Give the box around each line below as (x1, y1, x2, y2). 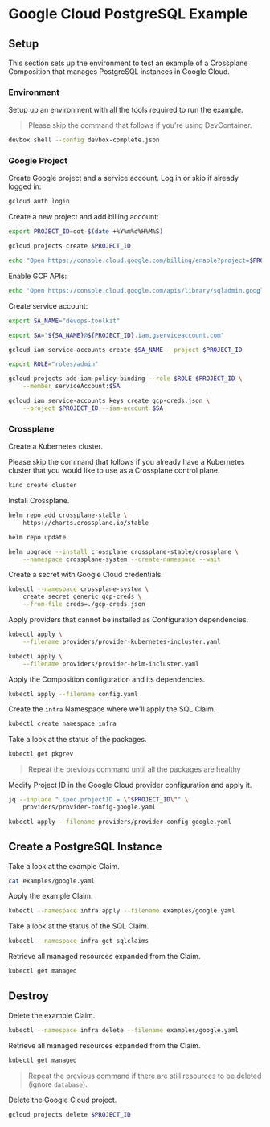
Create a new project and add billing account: (8, 212, 159, 222)
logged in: (8, 182, 42, 191)
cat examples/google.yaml (8, 877, 95, 885)
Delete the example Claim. (8, 1010, 96, 1020)
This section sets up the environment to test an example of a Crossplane (8, 58, 248, 68)
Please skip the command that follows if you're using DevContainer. (27, 121, 252, 130)
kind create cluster (8, 482, 78, 490)
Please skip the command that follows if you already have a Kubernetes (8, 457, 245, 467)
